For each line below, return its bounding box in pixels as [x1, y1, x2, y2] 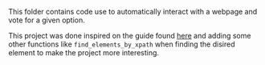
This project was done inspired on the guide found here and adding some [8, 31, 251, 40]
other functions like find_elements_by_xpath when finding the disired [8, 39, 235, 49]
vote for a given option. [8, 15, 86, 25]
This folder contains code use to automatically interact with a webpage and [8, 7, 258, 16]
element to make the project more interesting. [8, 48, 159, 57]
